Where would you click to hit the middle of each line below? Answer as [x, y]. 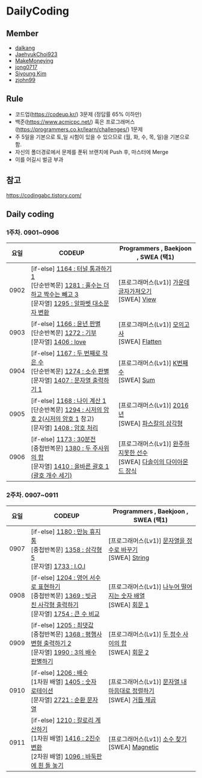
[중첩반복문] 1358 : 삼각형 [66, 549]
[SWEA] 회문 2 [128, 652]
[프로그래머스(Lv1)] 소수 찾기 [147, 739]
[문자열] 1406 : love [59, 342]
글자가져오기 [135, 292]
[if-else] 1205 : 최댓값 [63, 625]
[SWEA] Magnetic [133, 747]
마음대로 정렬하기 [131, 690]
